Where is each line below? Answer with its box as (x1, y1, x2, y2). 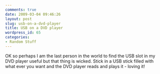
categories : (5, 35, 30, 40)
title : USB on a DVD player (5, 26, 63, 31)
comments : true (5, 7, 37, 12)
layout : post (5, 16, 32, 21)
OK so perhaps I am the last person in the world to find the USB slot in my (5, 53, 156, 59)
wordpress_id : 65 (5, 30, 41, 35)
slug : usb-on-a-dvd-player (5, 21, 61, 26)
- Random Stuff (5, 39, 37, 44)
